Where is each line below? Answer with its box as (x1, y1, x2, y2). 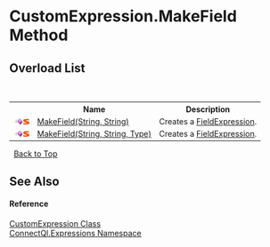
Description (185, 104, 231, 115)
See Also (9, 173, 60, 188)
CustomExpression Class (9, 219, 101, 229)
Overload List (9, 60, 86, 76)
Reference (9, 198, 49, 210)
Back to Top (12, 148, 58, 159)
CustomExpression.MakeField (9, 6, 238, 27)
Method (9, 25, 69, 45)
